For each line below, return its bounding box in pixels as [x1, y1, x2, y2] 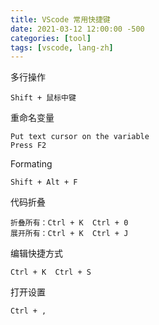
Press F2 [10, 141, 47, 151]
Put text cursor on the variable [10, 132, 150, 142]
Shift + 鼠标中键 [10, 93, 77, 103]
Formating [10, 158, 53, 170]
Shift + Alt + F [10, 177, 78, 188]
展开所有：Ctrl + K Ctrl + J [10, 229, 129, 239]
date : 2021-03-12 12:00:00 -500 [10, 24, 145, 34]
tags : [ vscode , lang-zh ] [10, 42, 114, 53]
